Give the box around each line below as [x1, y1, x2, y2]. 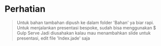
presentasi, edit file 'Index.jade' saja [16, 35, 90, 41]
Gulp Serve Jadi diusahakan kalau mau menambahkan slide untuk [16, 30, 151, 36]
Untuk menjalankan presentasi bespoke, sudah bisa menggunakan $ [16, 24, 157, 30]
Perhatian [4, 3, 45, 15]
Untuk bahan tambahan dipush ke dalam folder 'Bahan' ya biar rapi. [16, 20, 154, 25]
